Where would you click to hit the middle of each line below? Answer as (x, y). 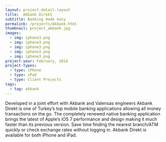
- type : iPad (23, 75)
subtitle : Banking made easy (35, 19)
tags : (11, 84)
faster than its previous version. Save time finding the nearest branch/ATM (82, 124)
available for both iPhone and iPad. (41, 135)
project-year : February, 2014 (37, 61)
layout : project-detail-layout (38, 10)
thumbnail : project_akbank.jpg (38, 28)
